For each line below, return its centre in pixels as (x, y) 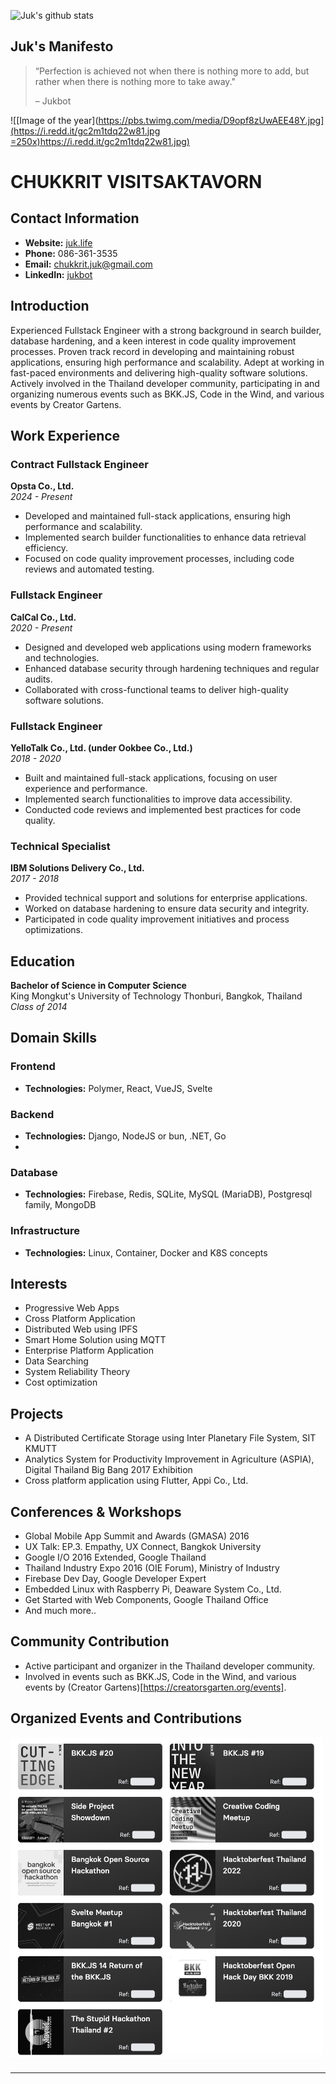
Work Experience (65, 436)
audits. (38, 679)
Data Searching (56, 1361)
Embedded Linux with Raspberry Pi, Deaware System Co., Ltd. (153, 1589)
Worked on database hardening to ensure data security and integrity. (167, 909)
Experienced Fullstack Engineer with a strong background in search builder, (166, 330)
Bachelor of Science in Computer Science (98, 986)
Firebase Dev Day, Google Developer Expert (115, 1579)
